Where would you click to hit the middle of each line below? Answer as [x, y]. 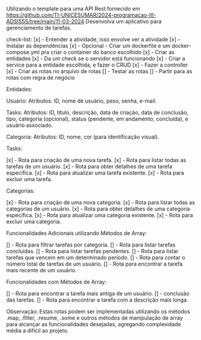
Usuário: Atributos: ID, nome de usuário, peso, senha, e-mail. [82, 101]
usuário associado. [30, 125]
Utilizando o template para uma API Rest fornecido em [73, 9]
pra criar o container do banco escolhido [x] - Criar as [108, 52]
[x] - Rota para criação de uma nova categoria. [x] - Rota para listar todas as [100, 202]
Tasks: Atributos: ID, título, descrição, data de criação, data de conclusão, [97, 112]
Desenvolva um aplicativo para [124, 21]
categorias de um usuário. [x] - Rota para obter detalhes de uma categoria [98, 209]
